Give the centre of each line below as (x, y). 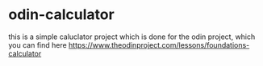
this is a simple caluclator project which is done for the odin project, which (132, 37)
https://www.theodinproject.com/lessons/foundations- (159, 45)
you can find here (38, 45)
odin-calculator (61, 15)
